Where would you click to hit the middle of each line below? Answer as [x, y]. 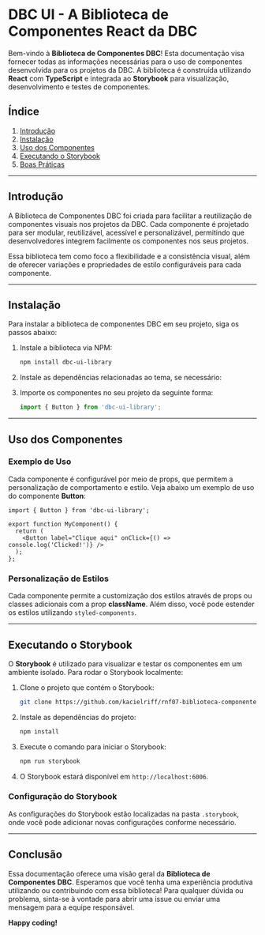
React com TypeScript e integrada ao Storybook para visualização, [119, 78]
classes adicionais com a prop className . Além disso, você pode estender [131, 604]
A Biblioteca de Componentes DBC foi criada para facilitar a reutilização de [130, 216]
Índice [24, 112]
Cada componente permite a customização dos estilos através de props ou [130, 596]
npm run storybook [50, 761]
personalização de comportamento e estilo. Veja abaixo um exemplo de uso [131, 487]
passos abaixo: [33, 333]
